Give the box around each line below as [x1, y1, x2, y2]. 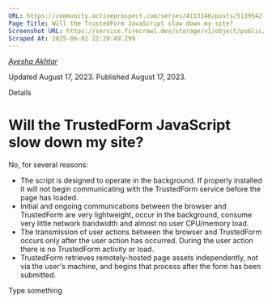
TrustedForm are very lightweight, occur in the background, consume [19, 210, 253, 220]
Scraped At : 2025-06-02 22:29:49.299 [8, 34, 136, 43]
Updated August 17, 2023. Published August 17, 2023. [8, 72, 187, 82]
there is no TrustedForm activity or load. [19, 244, 155, 255]
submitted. [19, 270, 57, 280]
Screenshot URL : [8, 27, 63, 35]
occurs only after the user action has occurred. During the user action [19, 236, 253, 246]
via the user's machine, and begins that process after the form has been [19, 262, 261, 271]
